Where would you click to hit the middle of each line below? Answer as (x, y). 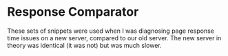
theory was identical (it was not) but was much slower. (84, 45)
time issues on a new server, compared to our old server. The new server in (114, 38)
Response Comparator (73, 12)
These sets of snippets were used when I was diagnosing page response (111, 31)
